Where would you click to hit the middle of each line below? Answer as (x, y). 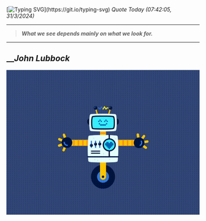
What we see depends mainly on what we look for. (87, 33)
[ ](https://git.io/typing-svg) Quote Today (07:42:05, (89, 9)
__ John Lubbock (38, 58)
